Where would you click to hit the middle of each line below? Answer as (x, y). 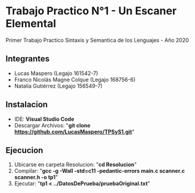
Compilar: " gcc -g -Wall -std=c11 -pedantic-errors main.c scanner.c (100, 171)
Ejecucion (24, 150)
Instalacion (27, 105)
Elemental (31, 24)
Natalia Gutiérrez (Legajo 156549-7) (58, 86)
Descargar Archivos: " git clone (52, 125)
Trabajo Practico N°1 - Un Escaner (91, 11)
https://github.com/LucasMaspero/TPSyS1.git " (74, 132)
